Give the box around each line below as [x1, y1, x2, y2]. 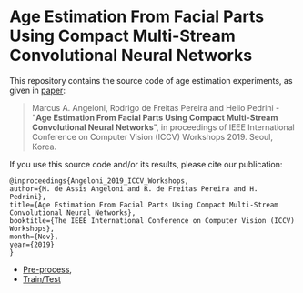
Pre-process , [22, 264, 73, 275]
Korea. [31, 141, 57, 152]
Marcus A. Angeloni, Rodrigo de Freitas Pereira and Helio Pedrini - [31, 102, 280, 113]
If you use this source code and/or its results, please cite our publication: [9, 158, 283, 169]
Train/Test [22, 273, 61, 284]
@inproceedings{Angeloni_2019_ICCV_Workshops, [9, 176, 189, 186]
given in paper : [9, 85, 66, 96]
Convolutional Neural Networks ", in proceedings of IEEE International [31, 121, 296, 133]
